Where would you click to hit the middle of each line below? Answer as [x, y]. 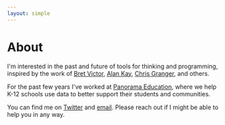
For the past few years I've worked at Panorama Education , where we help [112, 87]
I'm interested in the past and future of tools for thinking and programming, [112, 66]
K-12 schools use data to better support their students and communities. [109, 94]
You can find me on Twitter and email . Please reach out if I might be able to [113, 107]
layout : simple [29, 13]
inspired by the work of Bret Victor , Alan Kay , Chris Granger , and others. [108, 73]
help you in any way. [36, 114]
